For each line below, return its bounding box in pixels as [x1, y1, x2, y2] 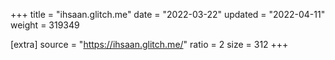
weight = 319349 [10, 19, 80, 31]
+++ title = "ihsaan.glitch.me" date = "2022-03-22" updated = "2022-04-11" [10, 9, 326, 20]
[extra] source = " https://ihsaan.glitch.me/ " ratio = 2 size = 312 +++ [10, 39, 289, 50]
